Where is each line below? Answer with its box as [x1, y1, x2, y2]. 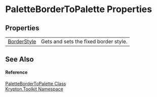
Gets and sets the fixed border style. [41, 38, 128, 45]
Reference [5, 69, 28, 75]
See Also [5, 55, 34, 64]
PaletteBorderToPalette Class [5, 80, 66, 86]
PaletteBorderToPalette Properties [5, 4, 152, 15]
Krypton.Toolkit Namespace [5, 86, 63, 92]
